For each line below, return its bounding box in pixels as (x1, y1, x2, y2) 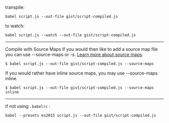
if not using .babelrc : (5, 103, 50, 109)
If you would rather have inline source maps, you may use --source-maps (5, 70, 158, 76)
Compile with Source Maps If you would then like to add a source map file (5, 46, 158, 52)
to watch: (5, 23, 25, 29)
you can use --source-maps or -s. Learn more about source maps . (5, 51, 143, 57)
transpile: (5, 5, 25, 10)
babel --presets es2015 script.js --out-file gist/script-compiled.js (5, 113, 156, 118)
